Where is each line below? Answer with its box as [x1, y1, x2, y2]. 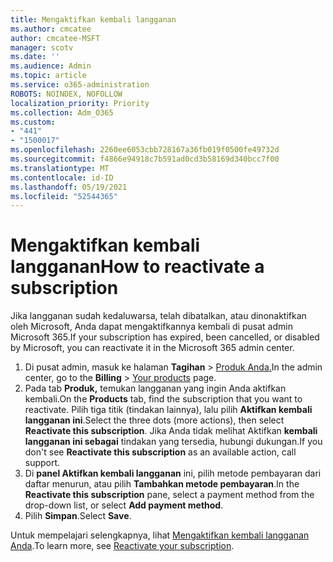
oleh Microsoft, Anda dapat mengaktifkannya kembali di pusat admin [10, 321, 293, 333]
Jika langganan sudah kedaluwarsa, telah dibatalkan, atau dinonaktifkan [10, 310, 307, 322]
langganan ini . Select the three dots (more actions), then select [24, 414, 285, 426]
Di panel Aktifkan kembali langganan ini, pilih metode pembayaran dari [24, 467, 322, 480]
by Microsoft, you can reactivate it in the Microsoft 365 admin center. [10, 342, 295, 354]
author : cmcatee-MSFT [10, 33, 101, 43]
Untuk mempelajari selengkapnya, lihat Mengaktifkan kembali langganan [10, 529, 310, 541]
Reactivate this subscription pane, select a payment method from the [24, 489, 315, 501]
